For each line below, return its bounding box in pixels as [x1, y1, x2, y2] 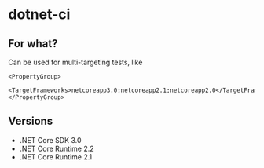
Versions [8, 115, 53, 128]
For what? [8, 37, 58, 50]
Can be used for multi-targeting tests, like [8, 57, 143, 67]
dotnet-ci [8, 5, 71, 24]
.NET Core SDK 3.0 [19, 135, 82, 144]
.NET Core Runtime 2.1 [19, 152, 93, 162]
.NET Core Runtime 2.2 [19, 144, 94, 153]
